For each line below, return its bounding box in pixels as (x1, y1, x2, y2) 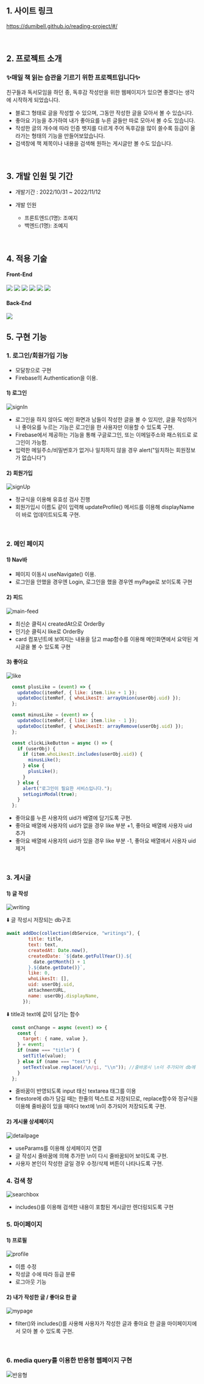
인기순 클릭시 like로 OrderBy (15, 628, 84, 635)
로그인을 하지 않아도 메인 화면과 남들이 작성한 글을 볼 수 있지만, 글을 (15, 416, 176, 423)
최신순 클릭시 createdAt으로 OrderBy (15, 620, 105, 628)
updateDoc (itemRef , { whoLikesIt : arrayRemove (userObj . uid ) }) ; (17, 723, 184, 729)
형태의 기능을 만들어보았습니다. (31, 132, 105, 139)
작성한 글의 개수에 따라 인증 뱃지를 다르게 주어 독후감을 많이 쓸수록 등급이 (15, 124, 189, 131)
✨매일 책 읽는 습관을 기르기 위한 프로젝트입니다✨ (6, 73, 141, 82)
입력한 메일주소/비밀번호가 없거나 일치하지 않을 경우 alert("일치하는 (15, 447, 175, 453)
